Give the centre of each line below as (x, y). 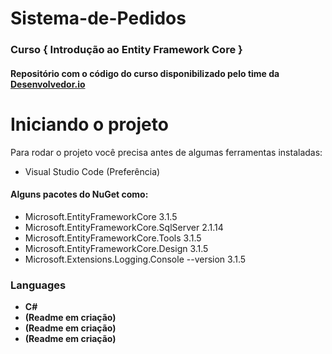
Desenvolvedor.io (48, 84)
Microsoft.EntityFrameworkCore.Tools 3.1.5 (113, 238)
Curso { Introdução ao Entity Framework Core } (126, 50)
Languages (38, 285)
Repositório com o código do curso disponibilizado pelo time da (145, 73)
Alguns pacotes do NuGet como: (79, 194)
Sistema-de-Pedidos (98, 18)
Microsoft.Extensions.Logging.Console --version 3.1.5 (135, 259)
